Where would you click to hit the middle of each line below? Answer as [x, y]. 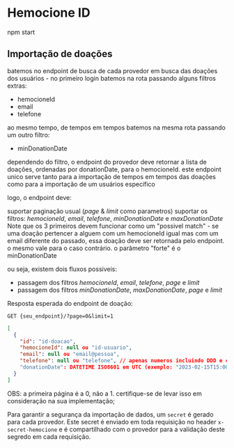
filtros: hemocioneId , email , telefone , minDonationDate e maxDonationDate [115, 218]
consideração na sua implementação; [61, 401]
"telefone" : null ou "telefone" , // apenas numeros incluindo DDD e [121, 361]
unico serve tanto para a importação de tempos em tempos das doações [111, 176]
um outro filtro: [29, 134]
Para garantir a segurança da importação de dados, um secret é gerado [110, 414]
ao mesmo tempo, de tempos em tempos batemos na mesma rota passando [117, 128]
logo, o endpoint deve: [39, 197]
